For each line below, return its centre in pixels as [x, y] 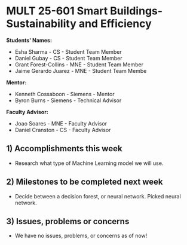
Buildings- [137, 11]
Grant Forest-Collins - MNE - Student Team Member [79, 65]
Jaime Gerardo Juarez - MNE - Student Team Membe [81, 71]
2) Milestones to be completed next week [85, 182]
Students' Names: [29, 40]
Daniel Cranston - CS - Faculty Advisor [63, 130]
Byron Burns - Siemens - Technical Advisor [68, 100]
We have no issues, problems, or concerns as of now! [81, 236]
